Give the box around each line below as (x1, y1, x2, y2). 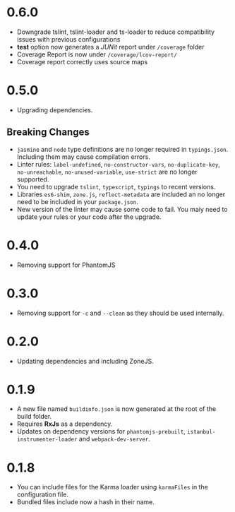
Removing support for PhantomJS (16, 261, 116, 269)
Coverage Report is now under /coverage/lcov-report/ (16, 50, 178, 59)
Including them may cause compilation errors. (16, 153, 151, 161)
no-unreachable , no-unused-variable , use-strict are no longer (16, 167, 198, 176)
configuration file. (16, 490, 68, 499)
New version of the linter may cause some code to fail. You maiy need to (16, 205, 228, 213)
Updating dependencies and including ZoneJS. (16, 357, 154, 365)
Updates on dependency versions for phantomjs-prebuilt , (16, 427, 186, 436)
